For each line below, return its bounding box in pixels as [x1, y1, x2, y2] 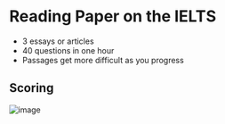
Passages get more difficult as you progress [21, 54, 184, 65]
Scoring [9, 80, 54, 95]
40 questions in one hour [21, 45, 115, 55]
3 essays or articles [21, 36, 95, 46]
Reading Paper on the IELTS [9, 6, 216, 27]
